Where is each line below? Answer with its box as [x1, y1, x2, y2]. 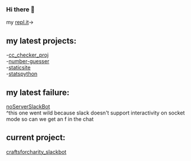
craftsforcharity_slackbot [6, 148, 67, 155]
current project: [6, 133, 66, 143]
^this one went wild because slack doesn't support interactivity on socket [6, 109, 185, 116]
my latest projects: [6, 35, 77, 46]
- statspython [6, 70, 38, 77]
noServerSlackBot [6, 103, 50, 110]
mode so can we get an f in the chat [6, 115, 94, 123]
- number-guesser [6, 58, 50, 65]
